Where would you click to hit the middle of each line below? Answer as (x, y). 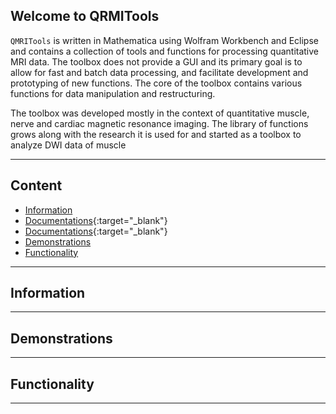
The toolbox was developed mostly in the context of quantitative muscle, (160, 113)
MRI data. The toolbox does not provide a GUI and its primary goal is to (156, 61)
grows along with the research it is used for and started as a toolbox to (156, 134)
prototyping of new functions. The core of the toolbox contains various (156, 83)
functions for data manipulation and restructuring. (113, 93)
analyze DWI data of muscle (68, 145)
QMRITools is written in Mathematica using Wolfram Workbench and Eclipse (164, 40)
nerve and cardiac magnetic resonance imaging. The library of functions (159, 123)
